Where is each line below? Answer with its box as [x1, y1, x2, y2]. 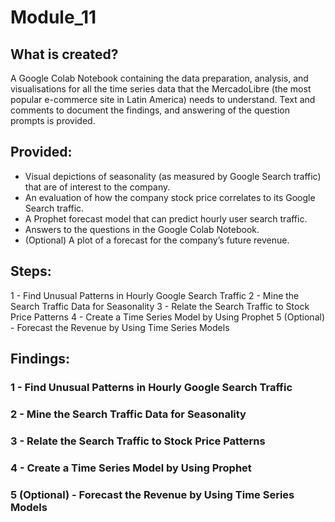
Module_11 [10, 6, 97, 29]
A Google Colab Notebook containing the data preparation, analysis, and [10, 72, 309, 84]
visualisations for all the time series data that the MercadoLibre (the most [10, 83, 312, 95]
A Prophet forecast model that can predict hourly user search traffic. [24, 212, 308, 225]
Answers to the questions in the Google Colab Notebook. [24, 223, 260, 235]
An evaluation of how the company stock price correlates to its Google [24, 191, 316, 203]
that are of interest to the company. [24, 181, 171, 193]
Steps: [10, 263, 52, 280]
